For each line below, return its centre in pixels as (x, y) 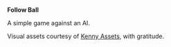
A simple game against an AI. (48, 23)
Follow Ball (23, 10)
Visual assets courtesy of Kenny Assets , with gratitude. (86, 36)
